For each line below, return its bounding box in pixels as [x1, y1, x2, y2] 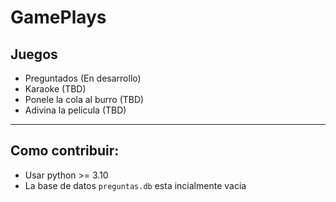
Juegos [10, 46, 58, 63]
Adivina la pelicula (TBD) [24, 104, 127, 116]
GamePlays [10, 6, 107, 29]
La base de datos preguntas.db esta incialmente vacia [24, 179, 247, 191]
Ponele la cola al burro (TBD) [24, 94, 145, 105]
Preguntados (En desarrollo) [24, 72, 142, 84]
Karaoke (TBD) [24, 83, 87, 95]
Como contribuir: [10, 142, 120, 160]
